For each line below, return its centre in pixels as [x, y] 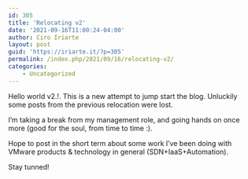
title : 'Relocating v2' [47, 23]
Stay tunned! [29, 166]
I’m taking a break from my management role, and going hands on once [124, 119]
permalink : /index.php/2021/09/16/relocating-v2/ [91, 60]
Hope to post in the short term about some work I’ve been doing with [120, 143]
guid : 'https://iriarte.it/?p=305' [67, 52]
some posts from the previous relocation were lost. [91, 104]
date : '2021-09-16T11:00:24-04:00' [67, 30]
